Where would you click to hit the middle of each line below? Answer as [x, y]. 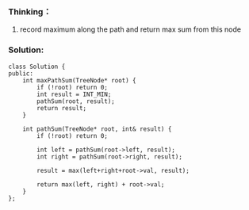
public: [21, 73]
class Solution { [37, 67]
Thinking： [30, 11]
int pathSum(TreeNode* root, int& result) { [97, 129]
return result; [62, 108]
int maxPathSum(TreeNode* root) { [79, 80]
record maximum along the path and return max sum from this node [130, 29]
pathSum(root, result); [76, 101]
